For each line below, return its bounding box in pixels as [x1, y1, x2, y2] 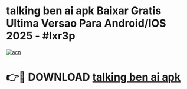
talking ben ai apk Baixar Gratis [6, 4, 162, 18]
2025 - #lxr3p [6, 29, 76, 42]
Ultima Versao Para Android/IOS [6, 17, 166, 30]
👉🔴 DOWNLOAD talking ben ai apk [6, 71, 181, 84]
